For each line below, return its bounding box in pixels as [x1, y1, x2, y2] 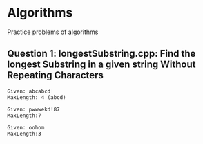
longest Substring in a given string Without [7, 59, 196, 71]
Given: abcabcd [7, 88, 51, 95]
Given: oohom [7, 124, 45, 131]
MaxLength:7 [7, 112, 41, 119]
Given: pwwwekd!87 [7, 106, 60, 113]
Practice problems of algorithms [7, 28, 99, 36]
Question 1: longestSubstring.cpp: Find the [7, 48, 196, 60]
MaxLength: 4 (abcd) [7, 93, 67, 101]
